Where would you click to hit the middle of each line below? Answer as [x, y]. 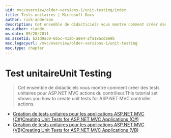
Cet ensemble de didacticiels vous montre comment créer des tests [89, 87]
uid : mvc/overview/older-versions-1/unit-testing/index [66, 10]
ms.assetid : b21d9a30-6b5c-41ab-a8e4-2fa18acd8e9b [60, 39]
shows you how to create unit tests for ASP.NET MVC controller [84, 98]
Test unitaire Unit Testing [59, 73]
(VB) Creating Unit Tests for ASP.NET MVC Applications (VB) [76, 130]
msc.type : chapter [25, 48]
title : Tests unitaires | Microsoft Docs [50, 15]
